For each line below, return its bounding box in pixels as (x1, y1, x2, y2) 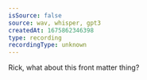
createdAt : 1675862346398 (8, 26, 94, 34)
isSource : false (8, 11, 62, 20)
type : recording (8, 33, 62, 42)
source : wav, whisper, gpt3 (8, 19, 102, 27)
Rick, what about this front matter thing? (8, 63, 140, 72)
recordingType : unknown (8, 41, 87, 49)
